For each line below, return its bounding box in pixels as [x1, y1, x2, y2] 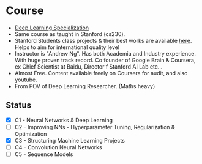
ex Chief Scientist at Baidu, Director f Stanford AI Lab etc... [14, 62, 163, 70]
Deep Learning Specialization [14, 24, 89, 31]
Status [6, 100, 32, 111]
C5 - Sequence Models [14, 151, 73, 158]
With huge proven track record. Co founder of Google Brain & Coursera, [14, 56, 196, 64]
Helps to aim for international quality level [14, 43, 120, 51]
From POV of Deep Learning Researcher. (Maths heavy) [14, 82, 155, 89]
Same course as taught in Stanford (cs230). [14, 30, 125, 37]
